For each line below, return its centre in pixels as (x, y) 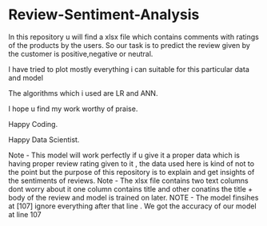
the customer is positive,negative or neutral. (81, 54)
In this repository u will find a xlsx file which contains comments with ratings (134, 37)
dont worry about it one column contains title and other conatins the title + (131, 188)
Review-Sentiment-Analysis (104, 15)
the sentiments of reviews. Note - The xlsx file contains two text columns (129, 180)
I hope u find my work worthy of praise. (73, 109)
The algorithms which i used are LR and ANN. (83, 93)
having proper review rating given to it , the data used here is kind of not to (131, 163)
